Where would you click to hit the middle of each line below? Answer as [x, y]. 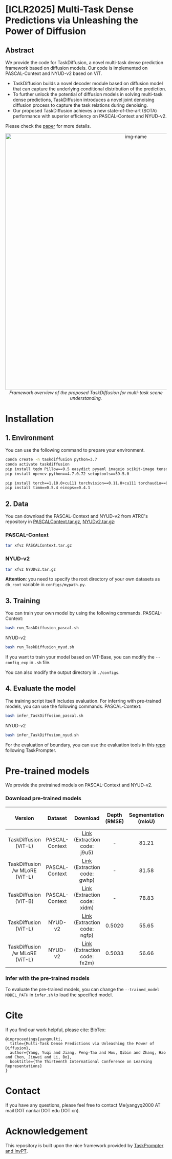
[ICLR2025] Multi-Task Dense [70, 9]
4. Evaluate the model [40, 689]
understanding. [86, 398]
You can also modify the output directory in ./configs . [62, 672]
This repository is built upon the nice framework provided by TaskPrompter [84, 1145]
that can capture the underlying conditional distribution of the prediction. [89, 89]
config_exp [17, 663]
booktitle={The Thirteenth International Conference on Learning [81, 1061]
